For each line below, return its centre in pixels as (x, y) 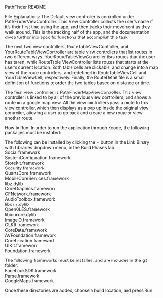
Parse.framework (22, 276)
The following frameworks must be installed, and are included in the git (76, 260)
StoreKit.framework (25, 163)
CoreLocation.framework (30, 240)
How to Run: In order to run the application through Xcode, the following (77, 128)
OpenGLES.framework (27, 209)
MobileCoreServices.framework (37, 178)
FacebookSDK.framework (31, 270)
